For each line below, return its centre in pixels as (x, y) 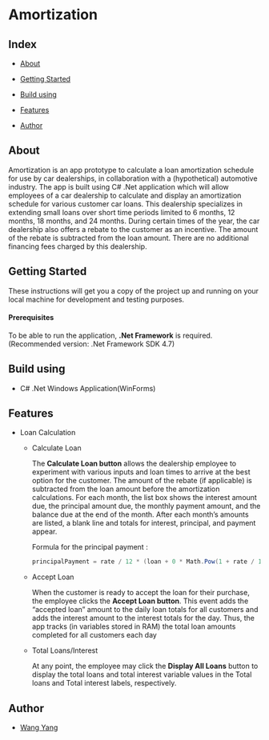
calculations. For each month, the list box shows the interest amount (145, 498)
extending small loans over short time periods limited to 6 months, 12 (122, 212)
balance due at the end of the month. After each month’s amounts (141, 514)
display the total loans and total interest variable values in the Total (142, 674)
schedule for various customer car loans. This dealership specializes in (125, 204)
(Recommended (35, 344)
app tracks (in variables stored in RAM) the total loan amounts (134, 626)
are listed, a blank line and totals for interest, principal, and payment (144, 523)
